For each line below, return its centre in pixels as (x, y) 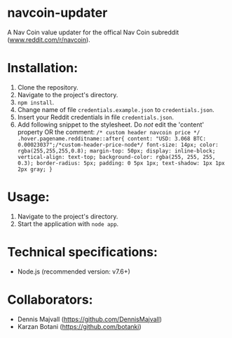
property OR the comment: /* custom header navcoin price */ (109, 132)
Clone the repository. (48, 87)
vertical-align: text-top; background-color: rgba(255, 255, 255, (116, 157)
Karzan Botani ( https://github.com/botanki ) (79, 326)
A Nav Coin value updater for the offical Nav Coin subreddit (93, 32)
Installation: (43, 68)
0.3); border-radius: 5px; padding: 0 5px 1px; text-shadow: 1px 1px (121, 163)
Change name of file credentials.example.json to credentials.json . (116, 109)
